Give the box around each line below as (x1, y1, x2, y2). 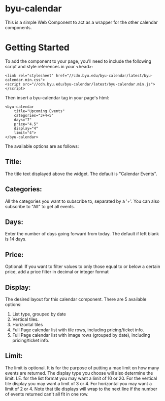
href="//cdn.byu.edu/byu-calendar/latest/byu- (56, 73, 153, 78)
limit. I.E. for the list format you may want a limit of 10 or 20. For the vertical (5, 375, 157, 381)
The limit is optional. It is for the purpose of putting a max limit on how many (5, 364, 159, 371)
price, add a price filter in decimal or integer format (5, 269, 109, 275)
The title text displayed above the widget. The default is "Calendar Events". (5, 171, 158, 177)
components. (5, 24, 32, 30)
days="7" (14, 117, 32, 122)
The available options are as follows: (5, 143, 79, 149)
